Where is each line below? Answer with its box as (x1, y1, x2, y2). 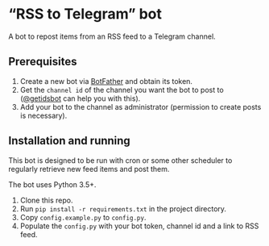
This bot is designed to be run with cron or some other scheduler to (8, 155, 233, 165)
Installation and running (8, 134, 130, 148)
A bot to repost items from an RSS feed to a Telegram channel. (8, 31, 216, 41)
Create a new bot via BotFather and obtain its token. (19, 76, 193, 85)
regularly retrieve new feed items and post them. (8, 164, 170, 173)
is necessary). (19, 110, 68, 120)
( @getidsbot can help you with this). (19, 94, 141, 103)
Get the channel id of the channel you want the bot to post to (19, 85, 224, 94)
